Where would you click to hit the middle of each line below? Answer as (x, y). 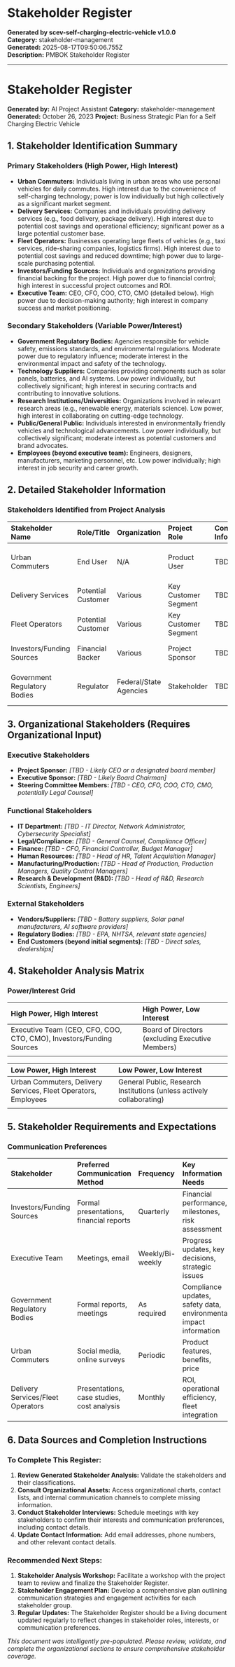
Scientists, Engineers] (49, 885)
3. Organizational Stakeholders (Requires (99, 724)
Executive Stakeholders (48, 755)
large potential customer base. (62, 233)
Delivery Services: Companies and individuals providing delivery (111, 211)
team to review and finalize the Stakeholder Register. (93, 1583)
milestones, (201, 1212)
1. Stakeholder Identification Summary (93, 146)
